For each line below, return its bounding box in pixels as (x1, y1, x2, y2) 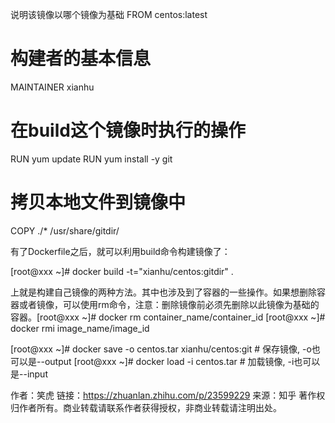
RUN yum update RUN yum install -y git (10, 153, 173, 165)
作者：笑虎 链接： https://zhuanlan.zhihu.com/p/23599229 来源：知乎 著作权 (10, 389, 326, 401)
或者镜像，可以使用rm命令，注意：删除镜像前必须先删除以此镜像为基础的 (18, 298, 320, 310)
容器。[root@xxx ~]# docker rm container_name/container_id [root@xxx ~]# (10, 311, 326, 323)
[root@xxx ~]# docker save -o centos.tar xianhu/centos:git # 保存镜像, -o (10, 343, 312, 355)
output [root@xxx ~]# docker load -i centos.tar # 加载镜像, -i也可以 (44, 355, 321, 367)
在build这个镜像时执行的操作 (10, 119, 246, 142)
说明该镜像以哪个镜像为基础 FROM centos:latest (10, 9, 208, 20)
